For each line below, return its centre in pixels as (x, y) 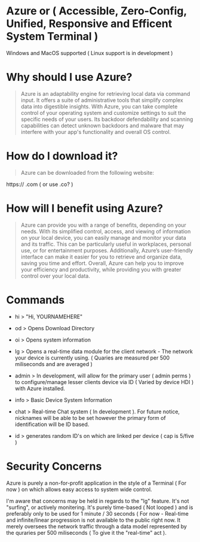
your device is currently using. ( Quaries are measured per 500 (92, 358)
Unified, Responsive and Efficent (89, 24)
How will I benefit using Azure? (85, 208)
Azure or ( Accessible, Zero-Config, (96, 11)
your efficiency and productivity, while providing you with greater (101, 269)
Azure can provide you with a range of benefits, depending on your (103, 225)
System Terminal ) (52, 36)
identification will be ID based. (52, 424)
